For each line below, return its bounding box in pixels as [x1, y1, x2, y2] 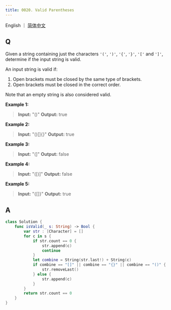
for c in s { [24, 234, 52, 239]
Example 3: [5, 141, 30, 148]
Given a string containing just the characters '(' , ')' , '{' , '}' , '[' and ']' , [5, 51, 163, 57]
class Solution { [5, 219, 42, 224]
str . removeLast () [41, 267, 79, 272]
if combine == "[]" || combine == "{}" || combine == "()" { [32, 262, 166, 267]
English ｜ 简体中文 [5, 22, 46, 28]
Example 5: [5, 181, 30, 187]
